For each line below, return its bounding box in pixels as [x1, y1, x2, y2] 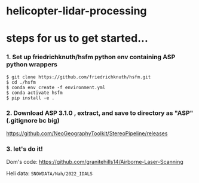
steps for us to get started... [6, 32, 148, 45]
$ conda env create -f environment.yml [6, 84, 106, 90]
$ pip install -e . [6, 94, 55, 101]
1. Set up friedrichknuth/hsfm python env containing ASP [6, 53, 176, 61]
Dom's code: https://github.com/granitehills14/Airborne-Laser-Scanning [6, 158, 183, 166]
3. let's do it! [6, 145, 43, 153]
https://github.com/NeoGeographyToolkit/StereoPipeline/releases [6, 130, 168, 137]
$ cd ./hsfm [6, 79, 36, 85]
